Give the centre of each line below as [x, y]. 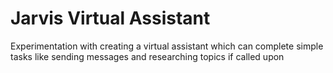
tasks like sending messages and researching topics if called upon [147, 56]
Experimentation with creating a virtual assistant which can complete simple [167, 46]
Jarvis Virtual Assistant [110, 18]
